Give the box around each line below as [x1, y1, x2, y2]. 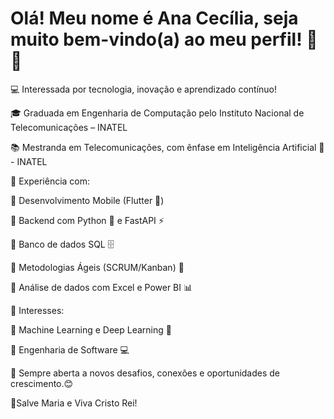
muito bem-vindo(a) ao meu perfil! [10, 28, 303, 51]
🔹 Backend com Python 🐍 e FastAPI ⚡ [10, 214, 165, 226]
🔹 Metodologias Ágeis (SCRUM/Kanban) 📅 [10, 261, 185, 273]
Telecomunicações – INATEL [10, 121, 128, 133]
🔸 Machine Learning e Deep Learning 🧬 [10, 323, 172, 336]
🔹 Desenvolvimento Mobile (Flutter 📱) [10, 194, 165, 206]
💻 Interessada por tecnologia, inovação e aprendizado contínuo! [10, 83, 278, 95]
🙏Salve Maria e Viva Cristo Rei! [10, 397, 138, 409]
